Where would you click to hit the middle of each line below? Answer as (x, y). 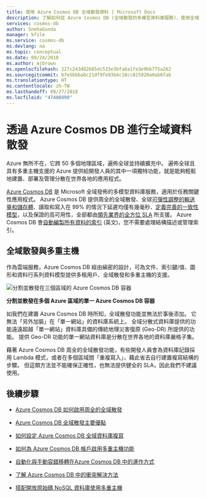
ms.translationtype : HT (37, 80)
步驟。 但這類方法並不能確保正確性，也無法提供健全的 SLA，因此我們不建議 (102, 365)
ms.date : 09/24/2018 (33, 58)
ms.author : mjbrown (31, 63)
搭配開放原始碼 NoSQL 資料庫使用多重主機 (69, 488)
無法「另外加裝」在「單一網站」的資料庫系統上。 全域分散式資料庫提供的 (98, 321)
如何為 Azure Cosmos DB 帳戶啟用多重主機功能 (75, 449)
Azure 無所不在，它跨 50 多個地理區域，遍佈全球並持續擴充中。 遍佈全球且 (101, 163)
